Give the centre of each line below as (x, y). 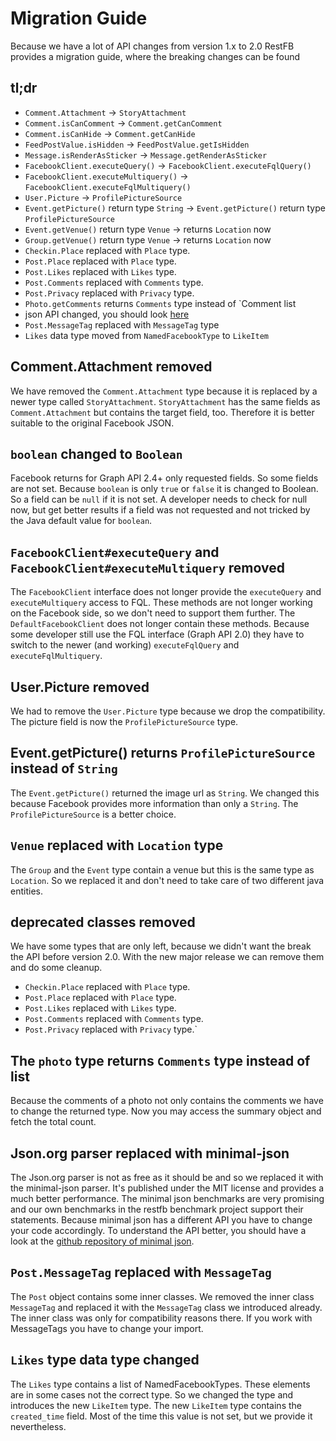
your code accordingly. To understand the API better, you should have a (158, 1231)
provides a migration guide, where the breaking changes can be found (155, 56)
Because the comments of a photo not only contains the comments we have (167, 1101)
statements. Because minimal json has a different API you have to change (161, 1220)
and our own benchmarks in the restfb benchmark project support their (157, 1209)
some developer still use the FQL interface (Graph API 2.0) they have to (157, 634)
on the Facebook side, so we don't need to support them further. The (153, 613)
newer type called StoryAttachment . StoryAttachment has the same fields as (165, 401)
